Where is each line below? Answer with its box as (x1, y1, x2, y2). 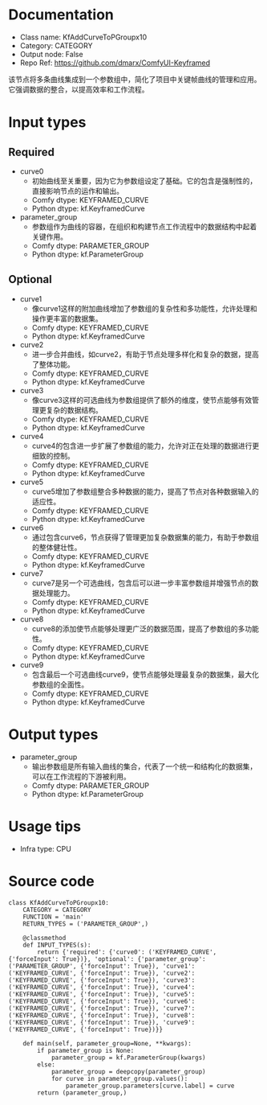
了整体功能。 (31, 359, 75, 369)
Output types (8, 725, 99, 743)
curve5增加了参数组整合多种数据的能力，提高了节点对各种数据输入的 (31, 487, 259, 496)
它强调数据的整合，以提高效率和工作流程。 (8, 84, 149, 94)
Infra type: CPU (19, 844, 72, 853)
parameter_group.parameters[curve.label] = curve (65, 1082, 235, 1090)
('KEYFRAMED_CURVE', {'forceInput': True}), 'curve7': (8, 1004, 196, 1013)
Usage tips (8, 817, 82, 836)
